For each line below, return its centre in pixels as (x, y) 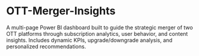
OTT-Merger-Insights (61, 11)
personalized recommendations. (46, 46)
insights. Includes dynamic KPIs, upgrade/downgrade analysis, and (89, 40)
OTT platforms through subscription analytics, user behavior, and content (97, 33)
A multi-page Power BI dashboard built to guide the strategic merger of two (100, 27)
